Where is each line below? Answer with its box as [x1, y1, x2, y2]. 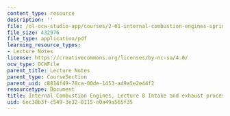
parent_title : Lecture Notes [7, 67, 90, 74]
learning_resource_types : [7, 42, 81, 48]
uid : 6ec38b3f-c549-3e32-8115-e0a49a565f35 [7, 99, 133, 106]
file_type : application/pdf [7, 35, 88, 42]
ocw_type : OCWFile [7, 61, 60, 68]
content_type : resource [7, 10, 75, 17]
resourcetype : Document [7, 86, 75, 93]
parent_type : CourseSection [7, 73, 88, 81]
